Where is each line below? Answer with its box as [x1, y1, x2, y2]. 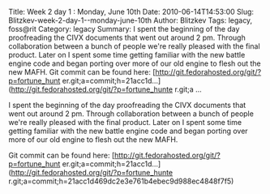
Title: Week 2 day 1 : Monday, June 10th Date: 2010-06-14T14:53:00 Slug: [8, 7, 254, 16]
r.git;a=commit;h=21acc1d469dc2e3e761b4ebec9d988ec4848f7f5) [8, 176, 234, 186]
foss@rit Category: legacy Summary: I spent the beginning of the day [8, 24, 240, 33]
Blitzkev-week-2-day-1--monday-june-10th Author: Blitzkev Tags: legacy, [8, 15, 253, 25]
